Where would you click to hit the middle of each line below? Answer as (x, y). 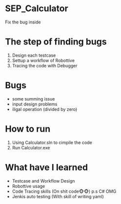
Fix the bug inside (23, 22)
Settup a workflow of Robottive (43, 60)
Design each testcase (34, 55)
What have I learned (47, 167)
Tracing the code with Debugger (45, 65)
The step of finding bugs (56, 42)
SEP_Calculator (37, 9)
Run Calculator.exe (31, 147)
